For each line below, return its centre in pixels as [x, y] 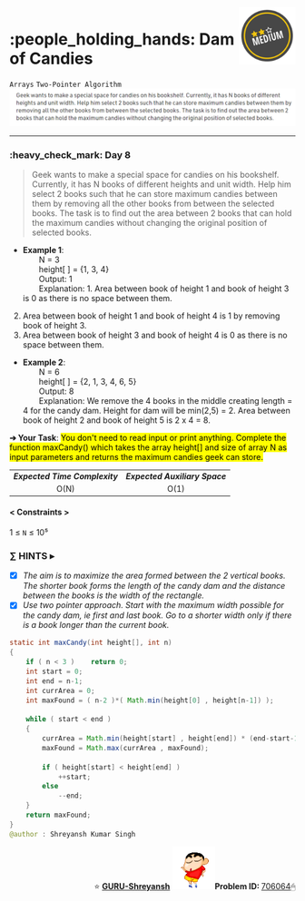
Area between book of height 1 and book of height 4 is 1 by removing [151, 316]
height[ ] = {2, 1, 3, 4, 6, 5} [88, 382]
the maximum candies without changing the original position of [149, 223]
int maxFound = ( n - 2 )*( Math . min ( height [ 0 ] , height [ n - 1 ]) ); [150, 700]
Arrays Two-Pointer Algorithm [66, 84]
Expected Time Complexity [65, 476]
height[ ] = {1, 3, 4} [74, 269]
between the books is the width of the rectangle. [113, 595]
